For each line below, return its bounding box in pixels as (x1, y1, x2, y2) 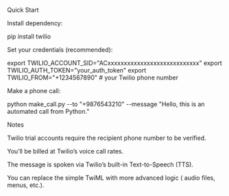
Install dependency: (7, 19, 63, 27)
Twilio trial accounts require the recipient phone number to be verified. (7, 134, 207, 142)
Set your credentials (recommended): (7, 46, 113, 53)
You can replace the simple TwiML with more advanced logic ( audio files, (7, 174, 216, 182)
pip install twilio (7, 32, 51, 40)
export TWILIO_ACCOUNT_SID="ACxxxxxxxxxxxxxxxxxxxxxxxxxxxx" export (7, 59, 223, 67)
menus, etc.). (7, 181, 45, 189)
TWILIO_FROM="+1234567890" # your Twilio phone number (7, 73, 179, 82)
